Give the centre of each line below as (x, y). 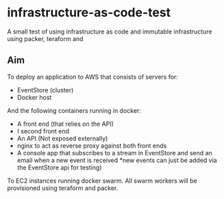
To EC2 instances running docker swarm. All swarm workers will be (102, 181)
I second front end (43, 131)
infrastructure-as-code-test (89, 13)
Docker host (34, 97)
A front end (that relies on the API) (65, 124)
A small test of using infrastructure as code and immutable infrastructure (110, 31)
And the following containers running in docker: (74, 110)
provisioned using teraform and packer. (63, 188)
